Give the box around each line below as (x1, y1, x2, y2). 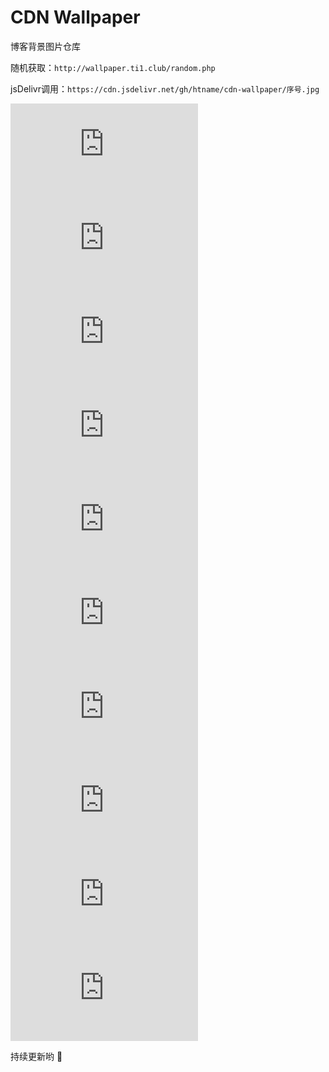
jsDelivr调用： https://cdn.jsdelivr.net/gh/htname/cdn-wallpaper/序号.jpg (10, 82, 320, 95)
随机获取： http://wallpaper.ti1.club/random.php (10, 61, 216, 73)
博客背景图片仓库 (10, 40, 81, 52)
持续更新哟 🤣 (10, 1050, 63, 1062)
